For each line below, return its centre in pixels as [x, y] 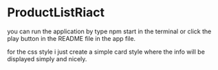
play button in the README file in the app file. [72, 38]
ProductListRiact [56, 13]
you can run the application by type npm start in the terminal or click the [109, 31]
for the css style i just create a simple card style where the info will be [106, 52]
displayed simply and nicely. [47, 58]
